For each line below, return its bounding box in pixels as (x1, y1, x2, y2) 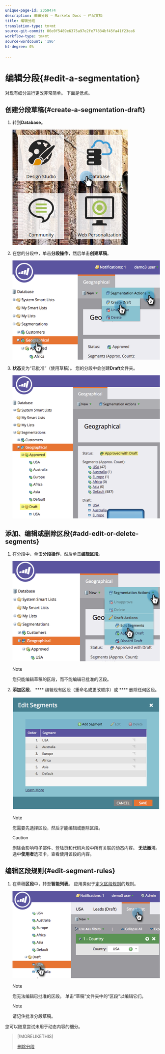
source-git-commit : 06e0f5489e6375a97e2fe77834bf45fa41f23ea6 (5, 28, 135, 34)
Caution (12, 834, 28, 840)
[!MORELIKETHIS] (17, 1033, 54, 1039)
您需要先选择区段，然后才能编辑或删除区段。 (12, 825, 103, 830)
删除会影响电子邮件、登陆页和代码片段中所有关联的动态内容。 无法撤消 (12, 845, 156, 851)
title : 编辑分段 (5, 18, 35, 23)
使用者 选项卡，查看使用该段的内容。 (21, 851, 94, 857)
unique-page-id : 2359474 (5, 8, 56, 13)
